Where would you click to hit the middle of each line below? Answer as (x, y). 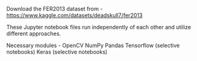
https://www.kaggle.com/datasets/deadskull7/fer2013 (75, 15)
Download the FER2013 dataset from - (55, 9)
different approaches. (34, 34)
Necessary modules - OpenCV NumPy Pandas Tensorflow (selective (93, 45)
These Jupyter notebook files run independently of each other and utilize (99, 27)
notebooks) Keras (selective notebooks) (57, 52)
